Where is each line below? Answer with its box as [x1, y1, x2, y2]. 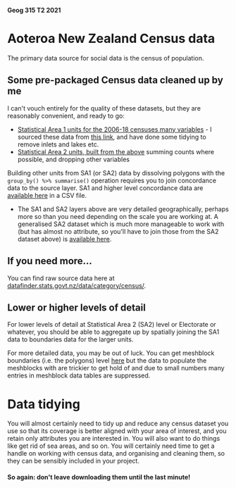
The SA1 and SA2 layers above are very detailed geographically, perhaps [17, 204, 229, 213]
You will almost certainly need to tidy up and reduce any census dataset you [7, 419, 229, 428]
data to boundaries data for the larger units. [7, 335, 134, 344]
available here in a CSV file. [7, 191, 87, 199]
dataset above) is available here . [17, 234, 112, 243]
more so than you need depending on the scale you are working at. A [17, 212, 218, 220]
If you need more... [7, 255, 93, 267]
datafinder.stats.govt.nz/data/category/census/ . [7, 281, 147, 289]
